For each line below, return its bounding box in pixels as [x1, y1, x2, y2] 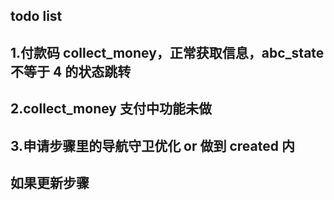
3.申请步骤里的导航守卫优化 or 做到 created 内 [10, 137, 295, 154]
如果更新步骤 [10, 174, 90, 191]
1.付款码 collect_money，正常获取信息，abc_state [10, 44, 325, 61]
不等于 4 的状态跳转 [10, 63, 132, 80]
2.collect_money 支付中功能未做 [10, 100, 212, 118]
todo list [10, 8, 63, 25]
